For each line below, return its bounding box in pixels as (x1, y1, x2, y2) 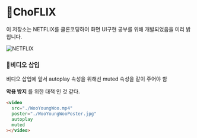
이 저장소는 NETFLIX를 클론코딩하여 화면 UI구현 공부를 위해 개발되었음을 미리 (6, 25, 185, 33)
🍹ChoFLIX (6, 5, 56, 19)
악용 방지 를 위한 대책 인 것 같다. (6, 88, 80, 95)
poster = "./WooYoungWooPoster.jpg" (11, 111, 97, 117)
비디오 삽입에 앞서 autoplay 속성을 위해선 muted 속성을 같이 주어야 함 (6, 75, 167, 82)
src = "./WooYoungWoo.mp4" (11, 105, 73, 111)
